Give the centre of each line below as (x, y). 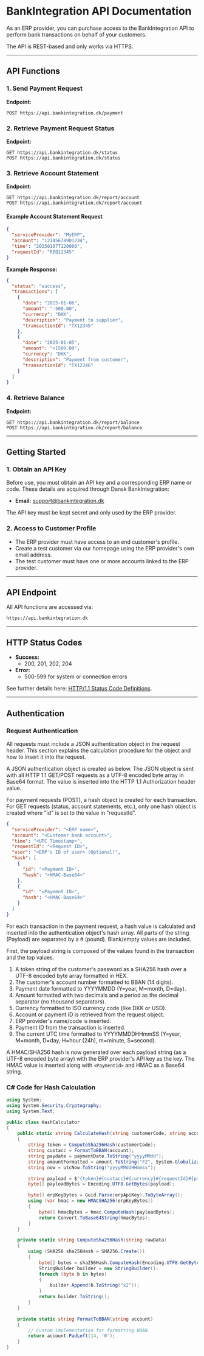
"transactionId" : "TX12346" (58, 365)
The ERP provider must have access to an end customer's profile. (97, 542)
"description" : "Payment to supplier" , (73, 320)
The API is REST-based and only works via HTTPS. (70, 46)
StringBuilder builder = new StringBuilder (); (99, 1268)
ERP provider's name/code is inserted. (63, 1021)
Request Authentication (42, 731)
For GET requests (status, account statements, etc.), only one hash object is (101, 806)
